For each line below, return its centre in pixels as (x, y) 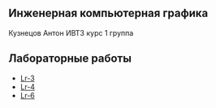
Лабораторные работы (70, 59)
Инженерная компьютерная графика (108, 13)
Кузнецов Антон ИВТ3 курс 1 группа (71, 32)
